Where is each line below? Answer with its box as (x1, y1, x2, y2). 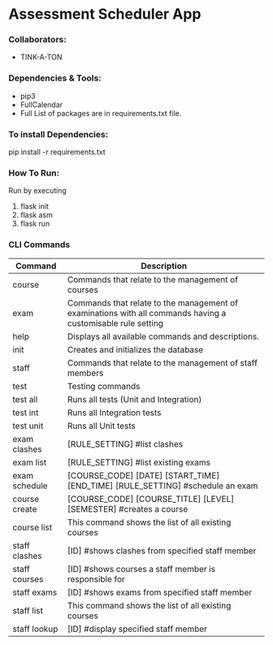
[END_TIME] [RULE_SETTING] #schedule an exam (67, 480, 258, 491)
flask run (19, 219, 50, 228)
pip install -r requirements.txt (8, 147, 106, 157)
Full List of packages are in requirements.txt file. (19, 108, 182, 118)
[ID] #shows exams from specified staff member (67, 587, 253, 598)
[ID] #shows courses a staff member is (67, 563, 216, 574)
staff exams (12, 587, 58, 598)
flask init (19, 201, 49, 211)
